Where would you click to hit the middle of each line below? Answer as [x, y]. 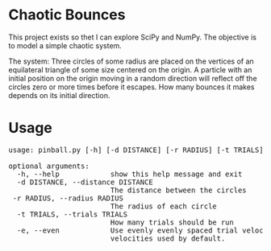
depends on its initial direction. [59, 95]
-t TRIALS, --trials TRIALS [72, 214]
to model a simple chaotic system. [65, 45]
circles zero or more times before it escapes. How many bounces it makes [131, 87]
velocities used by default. [168, 238]
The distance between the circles [179, 190]
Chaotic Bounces [67, 15]
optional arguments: [49, 166]
